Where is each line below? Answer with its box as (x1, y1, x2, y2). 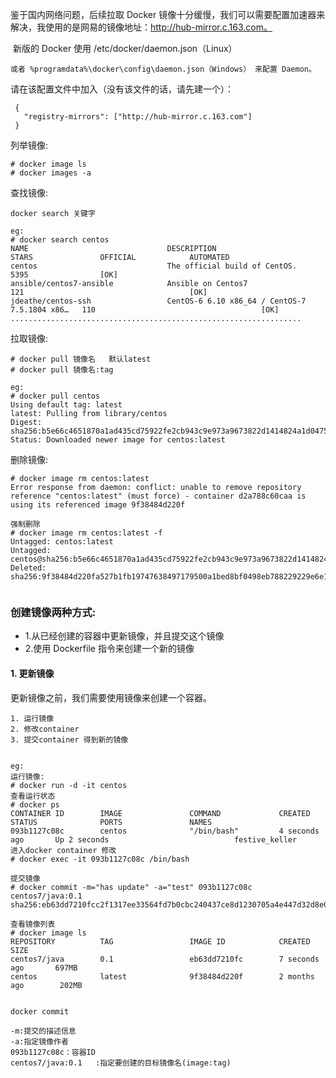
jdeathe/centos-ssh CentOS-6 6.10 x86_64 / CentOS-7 (10, 296, 307, 306)
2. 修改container (10, 724, 80, 734)
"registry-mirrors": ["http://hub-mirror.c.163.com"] (23, 112, 253, 122)
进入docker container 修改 (10, 845, 117, 855)
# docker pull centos (10, 391, 101, 401)
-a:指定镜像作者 (10, 1036, 69, 1047)
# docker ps (10, 799, 60, 810)
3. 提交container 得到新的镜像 (10, 734, 129, 745)
